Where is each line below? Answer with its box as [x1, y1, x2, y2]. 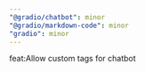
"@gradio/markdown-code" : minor [9, 21, 129, 30]
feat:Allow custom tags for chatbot [9, 54, 136, 64]
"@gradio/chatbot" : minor [9, 12, 105, 22]
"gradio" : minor [9, 29, 69, 38]
